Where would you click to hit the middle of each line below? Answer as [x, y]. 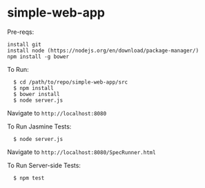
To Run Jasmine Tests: [39, 126]
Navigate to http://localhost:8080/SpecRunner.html [82, 152]
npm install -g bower [38, 57]
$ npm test [29, 178]
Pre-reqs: [21, 32]
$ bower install [37, 94]
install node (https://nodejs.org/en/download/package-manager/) [103, 50]
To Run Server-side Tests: [44, 165]
